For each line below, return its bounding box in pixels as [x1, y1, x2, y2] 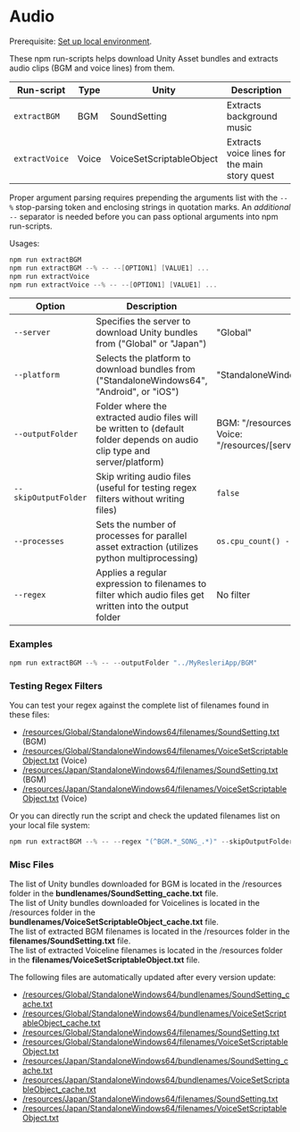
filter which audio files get [95, 589, 205, 601]
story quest [226, 169, 275, 181]
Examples [9, 638, 54, 650]
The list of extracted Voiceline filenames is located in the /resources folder [9, 945, 283, 956]
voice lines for [226, 147, 286, 159]
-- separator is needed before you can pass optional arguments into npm [9, 211, 279, 222]
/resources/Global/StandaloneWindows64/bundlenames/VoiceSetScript [21, 1008, 287, 1019]
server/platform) [95, 456, 165, 468]
